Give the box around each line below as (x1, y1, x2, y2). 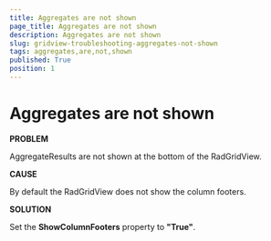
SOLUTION (9, 204, 52, 215)
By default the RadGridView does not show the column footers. (9, 186, 246, 196)
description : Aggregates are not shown (9, 30, 162, 39)
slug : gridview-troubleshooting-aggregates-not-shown (9, 38, 219, 48)
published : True (9, 55, 71, 65)
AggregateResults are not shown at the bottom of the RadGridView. (9, 151, 262, 162)
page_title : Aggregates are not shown (9, 22, 157, 31)
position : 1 (9, 65, 55, 74)
